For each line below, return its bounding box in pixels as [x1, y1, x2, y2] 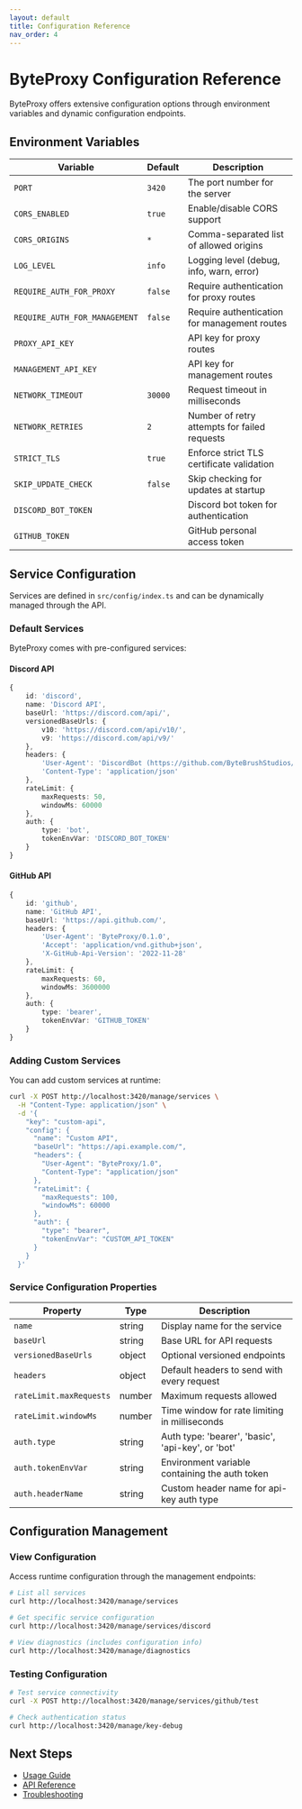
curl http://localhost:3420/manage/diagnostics [9, 1646, 191, 1655]
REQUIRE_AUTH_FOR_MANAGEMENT [13, 313, 138, 323]
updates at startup [187, 484, 266, 497]
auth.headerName [13, 1488, 84, 1499]
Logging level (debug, [187, 254, 280, 267]
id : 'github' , [25, 899, 78, 908]
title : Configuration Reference [9, 22, 130, 31]
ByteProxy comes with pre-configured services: [9, 643, 187, 653]
